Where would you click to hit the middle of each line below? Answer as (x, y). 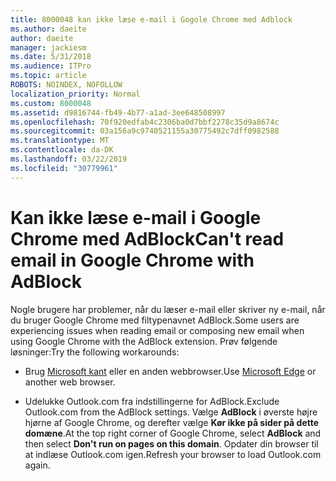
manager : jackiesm (48, 47)
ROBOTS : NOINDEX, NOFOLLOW (66, 85)
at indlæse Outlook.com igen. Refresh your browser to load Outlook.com (173, 454)
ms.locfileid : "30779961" (64, 168)
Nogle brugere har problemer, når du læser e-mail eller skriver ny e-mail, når (168, 309)
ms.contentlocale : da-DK (62, 150)
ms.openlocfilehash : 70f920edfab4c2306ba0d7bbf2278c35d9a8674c (145, 122)
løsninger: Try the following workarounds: (95, 352)
